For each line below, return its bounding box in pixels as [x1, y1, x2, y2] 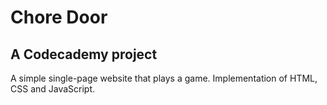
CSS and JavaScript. [10, 83, 96, 95]
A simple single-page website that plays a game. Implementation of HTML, [10, 72, 318, 84]
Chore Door [10, 6, 108, 29]
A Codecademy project [10, 46, 158, 63]
